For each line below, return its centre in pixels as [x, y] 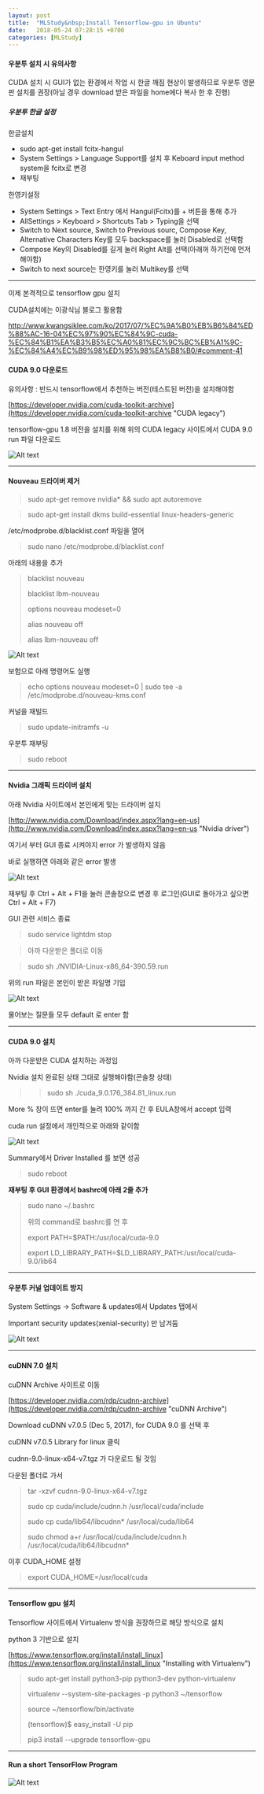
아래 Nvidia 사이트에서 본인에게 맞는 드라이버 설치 [84, 805]
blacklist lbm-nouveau [63, 593]
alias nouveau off [55, 624]
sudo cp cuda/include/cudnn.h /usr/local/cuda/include [115, 1506]
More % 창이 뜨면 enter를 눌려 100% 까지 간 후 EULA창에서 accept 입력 [120, 1109]
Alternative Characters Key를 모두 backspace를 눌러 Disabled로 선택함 [131, 239]
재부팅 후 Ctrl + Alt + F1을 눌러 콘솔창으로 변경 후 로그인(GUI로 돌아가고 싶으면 [128, 894]
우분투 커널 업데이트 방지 [46, 1288]
